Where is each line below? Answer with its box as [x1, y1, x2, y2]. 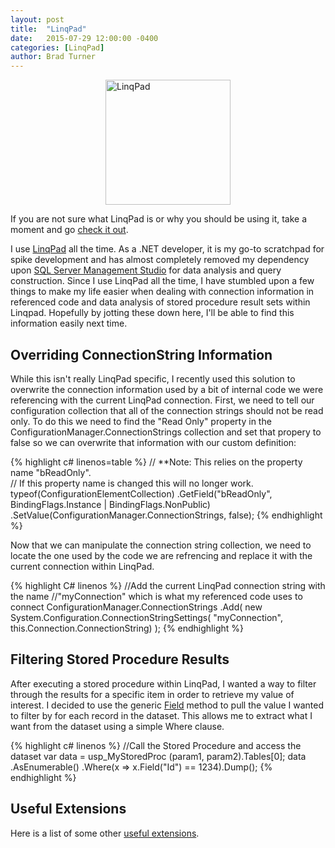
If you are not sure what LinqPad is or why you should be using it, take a [10, 213, 308, 225]
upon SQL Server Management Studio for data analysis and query [10, 264, 282, 276]
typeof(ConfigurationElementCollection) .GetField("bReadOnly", [10, 487, 273, 500]
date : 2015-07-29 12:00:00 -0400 [10, 33, 159, 43]
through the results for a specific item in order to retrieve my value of [10, 688, 295, 700]
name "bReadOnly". [10, 466, 92, 478]
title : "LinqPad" [10, 24, 87, 34]
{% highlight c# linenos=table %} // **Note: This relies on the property [10, 456, 303, 468]
